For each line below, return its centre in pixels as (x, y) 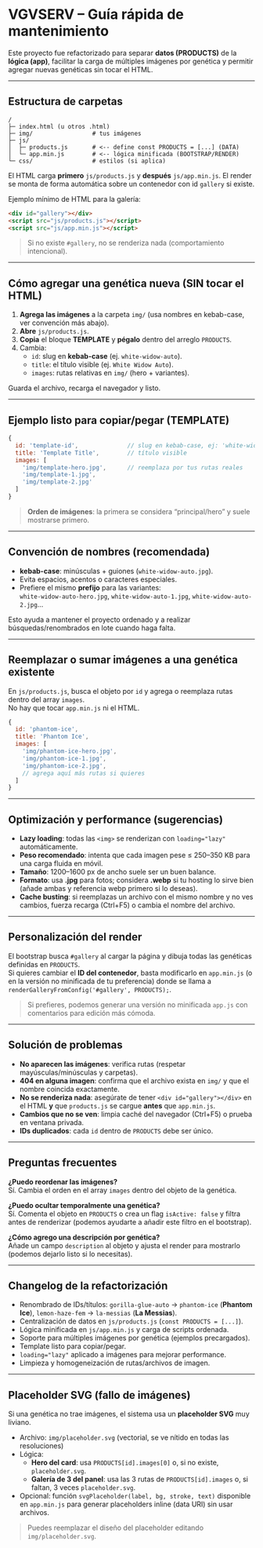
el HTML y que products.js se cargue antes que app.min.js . (117, 1105)
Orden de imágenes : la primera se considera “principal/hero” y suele (139, 511)
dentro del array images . (47, 699)
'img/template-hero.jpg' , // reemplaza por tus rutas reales (133, 467)
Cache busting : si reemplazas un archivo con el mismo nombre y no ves (136, 897)
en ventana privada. (52, 1122)
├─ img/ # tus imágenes (75, 133)
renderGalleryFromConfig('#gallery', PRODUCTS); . (90, 989)
